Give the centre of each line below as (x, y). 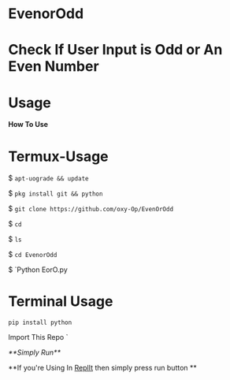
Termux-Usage (58, 156)
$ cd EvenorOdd (33, 255)
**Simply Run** (35, 352)
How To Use (28, 125)
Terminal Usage (61, 302)
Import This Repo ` (38, 337)
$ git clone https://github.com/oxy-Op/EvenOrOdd (91, 209)
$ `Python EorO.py (38, 270)
